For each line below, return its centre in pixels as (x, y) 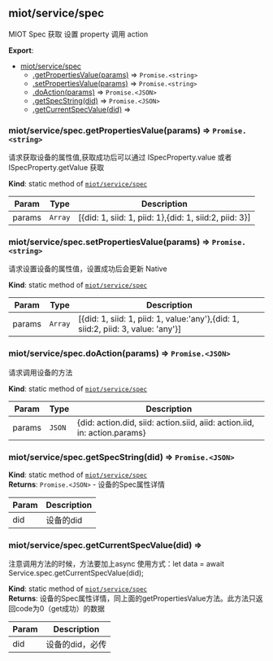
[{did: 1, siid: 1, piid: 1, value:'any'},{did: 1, (159, 319)
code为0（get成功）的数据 (60, 609)
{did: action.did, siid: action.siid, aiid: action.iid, (165, 422)
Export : (21, 50)
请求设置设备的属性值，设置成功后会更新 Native (88, 269)
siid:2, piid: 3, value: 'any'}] (130, 329)
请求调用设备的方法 (41, 372)
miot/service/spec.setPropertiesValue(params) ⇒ (109, 242)
